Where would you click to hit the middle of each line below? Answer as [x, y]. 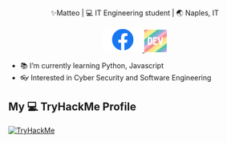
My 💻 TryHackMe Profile [72, 107]
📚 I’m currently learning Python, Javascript [92, 65]
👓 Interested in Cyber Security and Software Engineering [116, 78]
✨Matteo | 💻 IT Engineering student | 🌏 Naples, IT [135, 13]
